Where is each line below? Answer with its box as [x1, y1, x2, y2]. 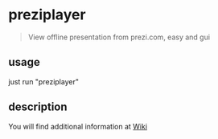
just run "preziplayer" [8, 76, 79, 86]
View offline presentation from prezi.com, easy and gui [27, 32, 211, 42]
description [8, 100, 68, 114]
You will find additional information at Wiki [8, 121, 147, 131]
